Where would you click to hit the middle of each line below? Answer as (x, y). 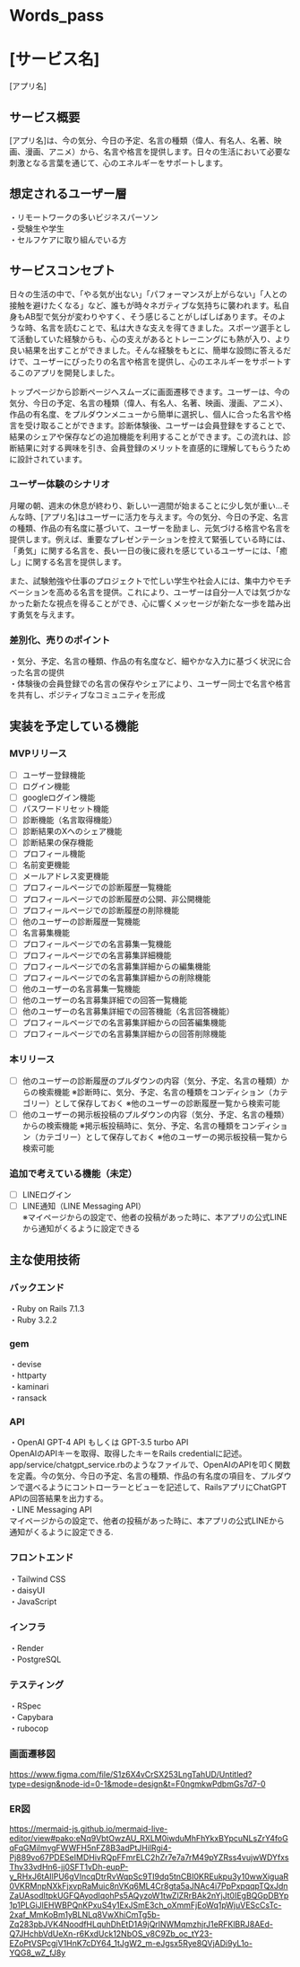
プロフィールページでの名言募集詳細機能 (97, 955)
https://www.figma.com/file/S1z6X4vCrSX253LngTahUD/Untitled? (131, 1774)
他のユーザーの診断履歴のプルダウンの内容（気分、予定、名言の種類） (152, 1080)
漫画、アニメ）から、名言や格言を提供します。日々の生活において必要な (158, 151)
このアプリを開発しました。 (68, 373)
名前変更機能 (46, 865)
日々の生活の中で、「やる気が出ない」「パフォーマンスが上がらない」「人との (149, 294)
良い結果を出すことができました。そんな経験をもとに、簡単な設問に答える (146, 350)
